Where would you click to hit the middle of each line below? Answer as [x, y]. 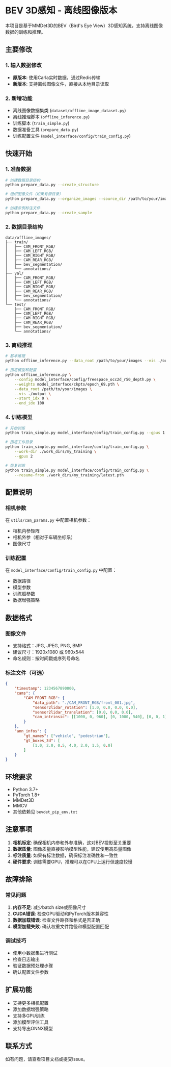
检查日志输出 [26, 959]
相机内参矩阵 [26, 531]
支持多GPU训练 [28, 1015]
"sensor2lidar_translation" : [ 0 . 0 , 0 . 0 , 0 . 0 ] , [83, 712]
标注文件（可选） [26, 673]
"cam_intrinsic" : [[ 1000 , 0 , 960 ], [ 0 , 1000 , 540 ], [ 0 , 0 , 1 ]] [101, 717]
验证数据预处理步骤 [33, 966]
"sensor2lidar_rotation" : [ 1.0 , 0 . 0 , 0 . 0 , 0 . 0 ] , [85, 707]
